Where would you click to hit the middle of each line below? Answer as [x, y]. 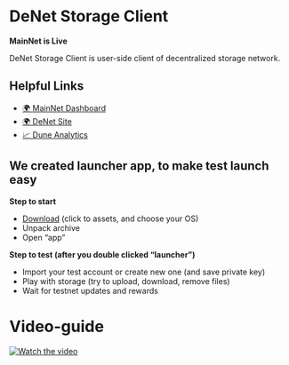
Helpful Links [47, 86]
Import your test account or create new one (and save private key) [144, 272]
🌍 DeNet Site [47, 121]
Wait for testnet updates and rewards [90, 290]
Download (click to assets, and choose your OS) [110, 218]
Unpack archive [51, 227]
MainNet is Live [39, 41]
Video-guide [57, 326]
